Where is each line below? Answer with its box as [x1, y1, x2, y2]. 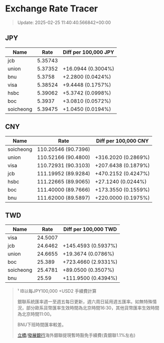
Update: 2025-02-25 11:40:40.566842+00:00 [17, 19, 111, 25]
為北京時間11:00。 [17, 311, 54, 317]
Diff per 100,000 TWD [63, 226, 117, 233]
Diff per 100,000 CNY [96, 137, 149, 144]
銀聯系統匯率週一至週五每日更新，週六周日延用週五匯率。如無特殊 [17, 299, 153, 305]
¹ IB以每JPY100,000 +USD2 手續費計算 [17, 288, 97, 294]
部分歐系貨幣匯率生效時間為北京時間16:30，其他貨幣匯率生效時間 [26, 305, 160, 311]
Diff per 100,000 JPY [63, 48, 114, 55]
